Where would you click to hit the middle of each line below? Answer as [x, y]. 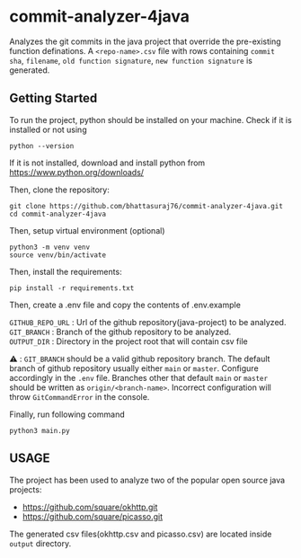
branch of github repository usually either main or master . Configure [134, 368]
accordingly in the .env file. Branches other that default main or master [138, 377]
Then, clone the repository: [60, 190]
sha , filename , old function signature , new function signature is [131, 60]
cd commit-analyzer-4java [58, 214]
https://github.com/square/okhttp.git [90, 507]
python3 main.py [40, 430]
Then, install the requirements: [66, 271]
